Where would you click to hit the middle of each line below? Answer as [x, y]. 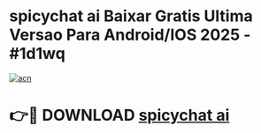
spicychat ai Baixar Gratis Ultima [131, 16]
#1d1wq [38, 54]
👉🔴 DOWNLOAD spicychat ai [119, 115]
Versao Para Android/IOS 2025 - [130, 35]
